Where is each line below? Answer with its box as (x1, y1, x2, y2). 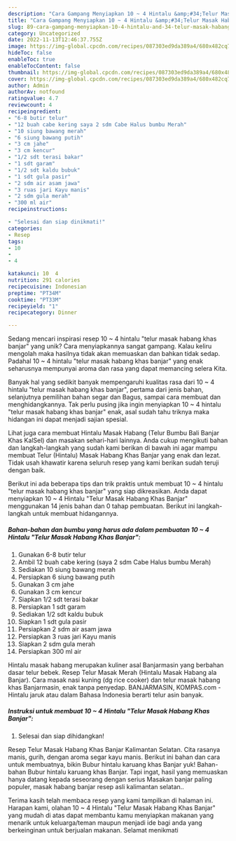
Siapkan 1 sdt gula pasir (18, 617, 87, 626)
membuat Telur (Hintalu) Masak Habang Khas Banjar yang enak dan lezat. (8, 451, 221, 460)
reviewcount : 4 (8, 102, 53, 109)
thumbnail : (8, 69, 40, 76)
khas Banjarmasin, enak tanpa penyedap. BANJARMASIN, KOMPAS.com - (8, 683, 221, 692)
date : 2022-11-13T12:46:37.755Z (8, 36, 102, 43)
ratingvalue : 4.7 (8, 95, 59, 102)
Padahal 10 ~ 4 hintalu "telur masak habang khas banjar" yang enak (8, 357, 204, 365)
